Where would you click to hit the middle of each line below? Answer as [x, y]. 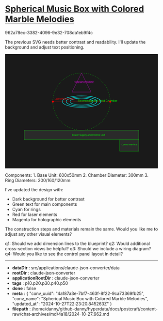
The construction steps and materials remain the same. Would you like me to [81, 229]
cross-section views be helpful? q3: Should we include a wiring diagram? [78, 248]
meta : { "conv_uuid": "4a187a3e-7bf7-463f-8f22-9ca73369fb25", [78, 293]
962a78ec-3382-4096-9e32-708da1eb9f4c [49, 32]
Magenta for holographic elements [47, 219]
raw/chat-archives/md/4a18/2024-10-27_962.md [61, 314]
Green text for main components [44, 204]
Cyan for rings [26, 209]
